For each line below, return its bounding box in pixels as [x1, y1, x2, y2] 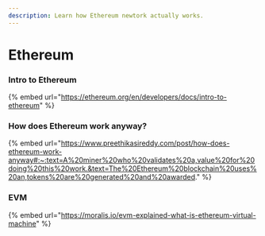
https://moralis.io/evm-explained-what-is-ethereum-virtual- [60, 210, 256, 219]
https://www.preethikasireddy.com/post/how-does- [60, 138, 230, 148]
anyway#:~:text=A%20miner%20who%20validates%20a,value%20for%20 [8, 156, 255, 165]
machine [8, 219, 37, 228]
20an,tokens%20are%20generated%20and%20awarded [8, 172, 196, 182]
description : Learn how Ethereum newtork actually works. [8, 11, 204, 20]
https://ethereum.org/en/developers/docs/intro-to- [60, 92, 228, 102]
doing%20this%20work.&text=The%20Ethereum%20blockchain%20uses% [8, 164, 258, 173]
